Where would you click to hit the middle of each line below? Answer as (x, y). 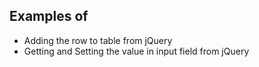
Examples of (49, 16)
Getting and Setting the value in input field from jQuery (136, 51)
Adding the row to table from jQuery (98, 40)
